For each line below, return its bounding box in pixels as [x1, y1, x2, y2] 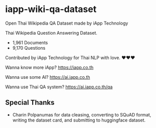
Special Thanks [5, 98, 55, 107]
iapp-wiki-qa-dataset [5, 4, 97, 15]
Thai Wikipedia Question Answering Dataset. [5, 30, 98, 36]
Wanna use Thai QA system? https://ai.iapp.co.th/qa [5, 84, 113, 90]
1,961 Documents [12, 39, 48, 46]
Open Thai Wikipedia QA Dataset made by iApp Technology [5, 20, 128, 26]
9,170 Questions [12, 45, 46, 51]
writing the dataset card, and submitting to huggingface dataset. [12, 117, 146, 123]
